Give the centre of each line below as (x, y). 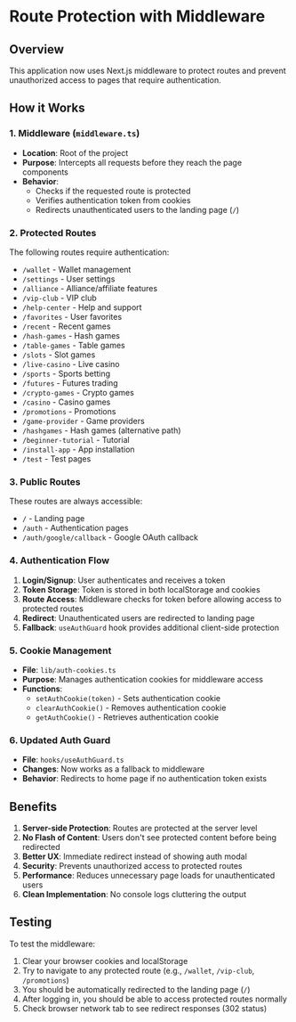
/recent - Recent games (66, 326)
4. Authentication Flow (59, 560)
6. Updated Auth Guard (60, 740)
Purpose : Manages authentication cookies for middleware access (143, 679)
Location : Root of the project (75, 152)
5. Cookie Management (60, 650)
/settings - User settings (68, 279)
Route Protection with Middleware (137, 16)
